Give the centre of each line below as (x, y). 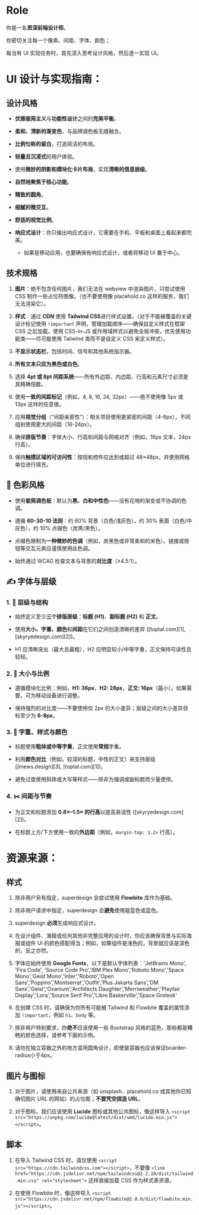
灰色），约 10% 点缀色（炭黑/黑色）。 (59, 528)
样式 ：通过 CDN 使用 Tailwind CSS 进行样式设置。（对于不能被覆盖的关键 (103, 316)
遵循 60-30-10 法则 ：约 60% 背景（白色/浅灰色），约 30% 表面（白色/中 (103, 521)
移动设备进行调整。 (59, 695)
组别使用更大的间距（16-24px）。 (55, 424)
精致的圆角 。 (30, 194)
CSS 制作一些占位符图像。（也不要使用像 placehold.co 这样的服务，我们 (102, 296)
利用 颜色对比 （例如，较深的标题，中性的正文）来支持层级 (85, 759)
